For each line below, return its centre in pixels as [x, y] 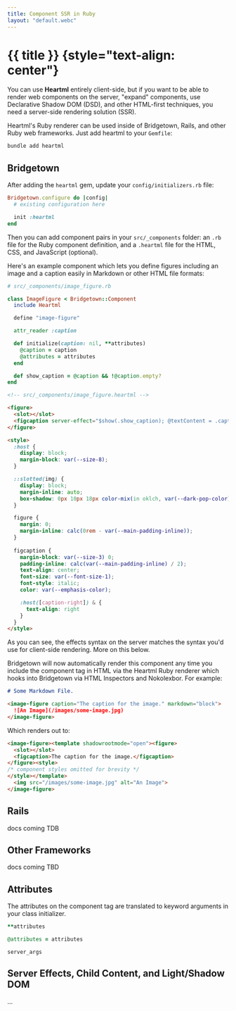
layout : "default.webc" [42, 20]
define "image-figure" [47, 318]
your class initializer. [37, 914]
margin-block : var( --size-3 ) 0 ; [67, 557]
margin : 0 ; [36, 525]
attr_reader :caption [45, 331]
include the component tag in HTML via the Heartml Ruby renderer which [113, 671]
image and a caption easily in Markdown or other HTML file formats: [106, 273]
